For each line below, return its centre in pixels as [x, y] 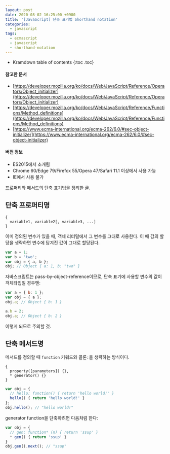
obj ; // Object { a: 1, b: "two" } [43, 266]
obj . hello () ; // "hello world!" [39, 408]
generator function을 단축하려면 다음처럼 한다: [52, 418]
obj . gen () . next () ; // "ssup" [36, 446]
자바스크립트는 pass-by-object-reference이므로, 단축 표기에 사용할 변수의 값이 [83, 276]
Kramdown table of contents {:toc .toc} [53, 62]
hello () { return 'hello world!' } [47, 398]
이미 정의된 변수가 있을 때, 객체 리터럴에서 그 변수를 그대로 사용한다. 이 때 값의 [82, 236]
